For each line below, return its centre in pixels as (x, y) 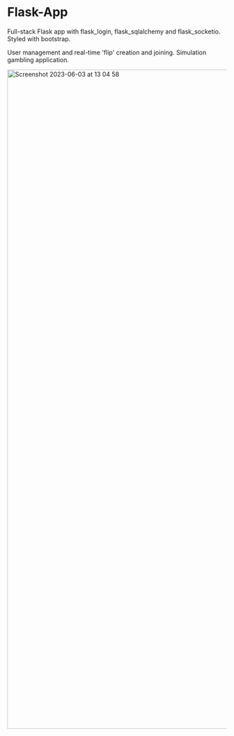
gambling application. (38, 59)
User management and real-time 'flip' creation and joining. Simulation (107, 52)
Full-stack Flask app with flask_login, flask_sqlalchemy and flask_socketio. (114, 31)
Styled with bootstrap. (39, 38)
